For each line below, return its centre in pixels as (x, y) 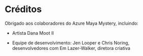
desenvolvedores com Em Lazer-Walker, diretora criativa (71, 48)
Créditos (23, 9)
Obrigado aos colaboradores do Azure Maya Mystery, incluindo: (72, 23)
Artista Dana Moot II (33, 33)
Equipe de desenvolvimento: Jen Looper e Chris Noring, (71, 43)
